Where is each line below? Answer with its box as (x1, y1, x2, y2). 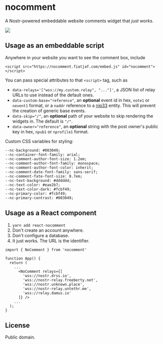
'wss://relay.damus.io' (23, 291, 71, 296)
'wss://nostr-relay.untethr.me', (23, 286, 92, 291)
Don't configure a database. (12, 232, 69, 238)
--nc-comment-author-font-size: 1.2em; (5, 156, 87, 162)
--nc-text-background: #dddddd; (5, 178, 71, 183)
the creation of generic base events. (12, 108, 86, 114)
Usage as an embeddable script (5, 42, 104, 50)
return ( (9, 260, 28, 265)
